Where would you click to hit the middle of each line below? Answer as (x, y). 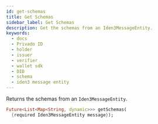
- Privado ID (27, 44)
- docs (19, 39)
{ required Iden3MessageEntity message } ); (63, 115)
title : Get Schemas (30, 17)
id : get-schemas (26, 11)
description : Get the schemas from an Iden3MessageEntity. (80, 28)
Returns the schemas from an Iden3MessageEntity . (67, 99)
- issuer (22, 55)
